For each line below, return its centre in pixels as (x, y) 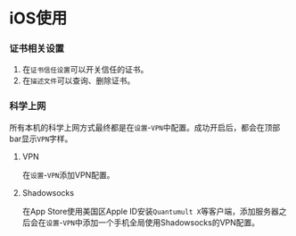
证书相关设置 (37, 48)
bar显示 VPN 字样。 (41, 139)
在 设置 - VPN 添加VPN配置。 (68, 174)
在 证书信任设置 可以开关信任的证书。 (85, 70)
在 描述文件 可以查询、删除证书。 (78, 80)
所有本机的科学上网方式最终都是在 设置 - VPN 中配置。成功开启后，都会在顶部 (145, 127)
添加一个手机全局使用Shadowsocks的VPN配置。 (171, 222)
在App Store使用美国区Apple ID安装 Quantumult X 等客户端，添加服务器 (150, 211)
